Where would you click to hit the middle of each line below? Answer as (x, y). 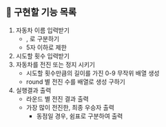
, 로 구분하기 (42, 38)
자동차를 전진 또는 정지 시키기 (55, 65)
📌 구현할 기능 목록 (41, 12)
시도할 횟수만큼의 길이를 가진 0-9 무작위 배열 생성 (93, 73)
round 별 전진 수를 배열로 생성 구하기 (76, 82)
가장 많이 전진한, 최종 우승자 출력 (70, 107)
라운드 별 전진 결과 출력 (58, 99)
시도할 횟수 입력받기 (42, 56)
